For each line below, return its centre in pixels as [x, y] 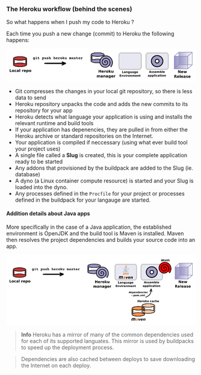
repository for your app [44, 110]
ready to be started [39, 161]
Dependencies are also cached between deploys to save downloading [108, 359]
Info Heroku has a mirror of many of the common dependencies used [107, 334]
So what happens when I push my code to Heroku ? [70, 22]
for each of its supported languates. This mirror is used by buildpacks [107, 341]
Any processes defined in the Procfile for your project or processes [100, 193]
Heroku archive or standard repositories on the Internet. [84, 136]
